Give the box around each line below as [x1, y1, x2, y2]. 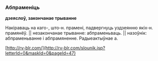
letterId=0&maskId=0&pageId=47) [5, 50, 76, 56]
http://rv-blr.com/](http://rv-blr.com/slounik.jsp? [6, 45, 105, 51]
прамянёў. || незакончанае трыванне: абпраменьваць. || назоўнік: [5, 30, 147, 36]
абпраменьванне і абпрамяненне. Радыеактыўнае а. [5, 35, 118, 41]
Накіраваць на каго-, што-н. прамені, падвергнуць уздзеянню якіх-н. [5, 25, 153, 31]
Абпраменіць [5, 4, 40, 11]
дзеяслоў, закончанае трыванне [5, 15, 76, 21]
